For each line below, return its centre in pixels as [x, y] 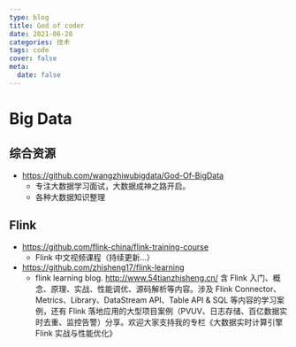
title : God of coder [47, 26]
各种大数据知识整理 [70, 197]
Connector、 [258, 289]
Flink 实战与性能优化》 [76, 333]
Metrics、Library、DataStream [91, 300]
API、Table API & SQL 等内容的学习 [213, 300]
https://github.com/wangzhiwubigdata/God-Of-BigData [122, 175]
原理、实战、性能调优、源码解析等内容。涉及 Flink [142, 289]
